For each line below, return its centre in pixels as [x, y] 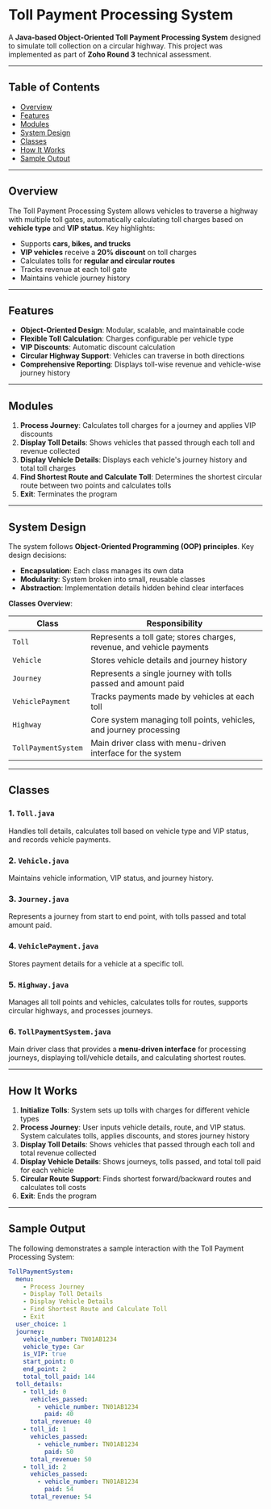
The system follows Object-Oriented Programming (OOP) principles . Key [131, 546]
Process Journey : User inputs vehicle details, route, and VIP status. [133, 1127]
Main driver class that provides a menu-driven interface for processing [127, 1049]
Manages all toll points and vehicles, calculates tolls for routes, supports [128, 1002]
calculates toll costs [53, 1187]
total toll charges [48, 468]
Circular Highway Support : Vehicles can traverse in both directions [132, 356]
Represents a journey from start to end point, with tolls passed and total [127, 916]
